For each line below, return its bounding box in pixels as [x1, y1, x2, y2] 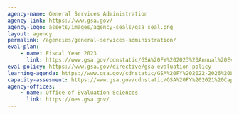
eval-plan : [7, 43, 40, 50]
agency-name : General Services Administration [7, 10, 148, 18]
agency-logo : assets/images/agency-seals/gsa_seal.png [7, 23, 174, 30]
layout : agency [7, 30, 53, 38]
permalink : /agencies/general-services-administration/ [7, 37, 176, 44]
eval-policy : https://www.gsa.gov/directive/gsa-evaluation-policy [7, 63, 212, 70]
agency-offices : [7, 83, 55, 90]
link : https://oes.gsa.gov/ [26, 96, 110, 103]
